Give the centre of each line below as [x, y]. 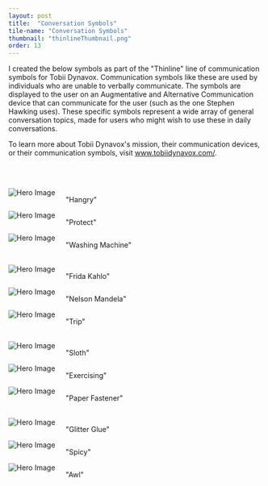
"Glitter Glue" [88, 430]
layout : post [30, 16]
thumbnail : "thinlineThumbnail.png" [70, 38]
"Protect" [81, 222]
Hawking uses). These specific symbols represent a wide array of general [131, 112]
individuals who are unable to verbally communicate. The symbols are [125, 86]
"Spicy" [78, 452]
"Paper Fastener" [94, 398]
